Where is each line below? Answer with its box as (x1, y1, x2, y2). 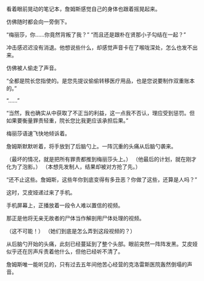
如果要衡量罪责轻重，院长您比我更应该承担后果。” (6, 117, 129, 124)
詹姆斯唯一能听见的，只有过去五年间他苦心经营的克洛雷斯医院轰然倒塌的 (6, 261, 187, 268)
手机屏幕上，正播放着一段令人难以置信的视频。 (6, 202, 123, 209)
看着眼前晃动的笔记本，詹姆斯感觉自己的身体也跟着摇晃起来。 (6, 5, 161, 12)
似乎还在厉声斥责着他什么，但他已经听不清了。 (6, 248, 123, 255)
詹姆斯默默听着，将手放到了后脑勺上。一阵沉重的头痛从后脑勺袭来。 (6, 143, 177, 150)
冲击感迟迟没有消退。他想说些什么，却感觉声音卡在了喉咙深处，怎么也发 (6, 44, 187, 51)
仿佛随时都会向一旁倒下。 (6, 18, 70, 25)
